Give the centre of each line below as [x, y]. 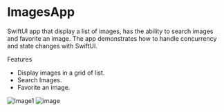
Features [20, 59]
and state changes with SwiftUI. [53, 46]
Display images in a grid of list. [61, 73]
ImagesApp [41, 12]
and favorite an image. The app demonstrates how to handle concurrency [112, 38]
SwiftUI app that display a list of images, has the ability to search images [110, 31]
